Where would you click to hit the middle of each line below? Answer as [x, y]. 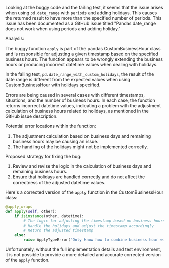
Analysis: [15, 38]
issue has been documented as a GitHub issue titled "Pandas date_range [81, 23]
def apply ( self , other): [31, 211]
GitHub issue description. [31, 116]
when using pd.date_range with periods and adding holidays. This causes [81, 13]
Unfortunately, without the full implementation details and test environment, [83, 249]
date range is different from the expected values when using [68, 80]
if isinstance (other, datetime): [49, 216]
